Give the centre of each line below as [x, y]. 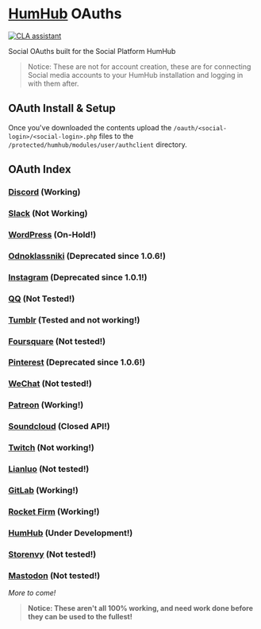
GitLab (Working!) [44, 490]
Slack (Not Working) [48, 213]
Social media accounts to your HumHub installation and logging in [135, 75]
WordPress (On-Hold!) [52, 234]
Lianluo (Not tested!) [49, 469]
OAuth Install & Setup [62, 108]
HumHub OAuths [65, 14]
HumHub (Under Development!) [71, 533]
